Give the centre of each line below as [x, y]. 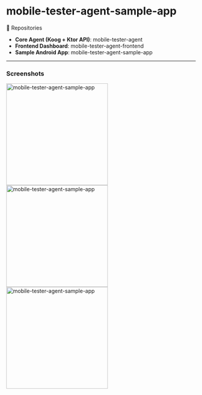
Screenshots [25, 74]
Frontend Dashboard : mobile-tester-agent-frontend [79, 46]
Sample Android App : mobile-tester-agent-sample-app [84, 52]
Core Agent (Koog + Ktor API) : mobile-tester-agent [79, 39]
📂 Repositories [24, 28]
